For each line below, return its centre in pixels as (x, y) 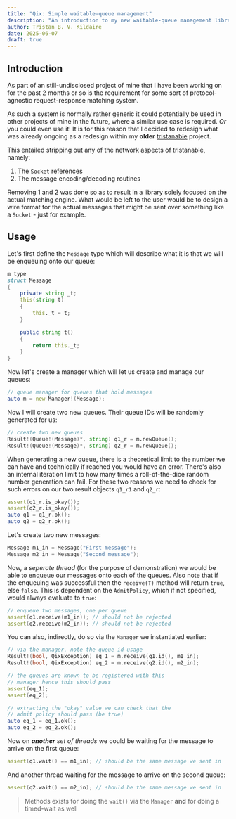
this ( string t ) (42, 300)
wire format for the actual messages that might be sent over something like (116, 207)
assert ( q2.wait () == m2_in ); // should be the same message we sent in (114, 787)
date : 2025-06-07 (33, 33)
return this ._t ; (56, 345)
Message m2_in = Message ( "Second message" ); (73, 554)
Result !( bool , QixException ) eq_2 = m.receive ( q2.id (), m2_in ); (103, 663)
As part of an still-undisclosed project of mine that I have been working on (115, 85)
